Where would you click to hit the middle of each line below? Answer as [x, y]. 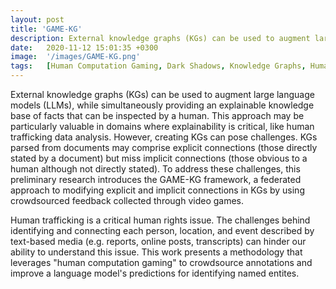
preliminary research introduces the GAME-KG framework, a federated [156, 179]
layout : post [37, 19]
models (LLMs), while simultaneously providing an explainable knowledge [162, 105]
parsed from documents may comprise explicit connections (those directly [164, 147]
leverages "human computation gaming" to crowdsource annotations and [161, 262]
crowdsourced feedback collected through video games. [127, 200]
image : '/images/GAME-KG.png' [75, 57]
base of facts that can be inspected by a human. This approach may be [157, 115]
